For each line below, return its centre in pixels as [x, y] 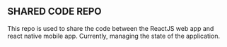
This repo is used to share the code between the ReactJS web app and [111, 28]
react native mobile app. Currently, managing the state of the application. [114, 36]
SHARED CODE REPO [54, 12]
